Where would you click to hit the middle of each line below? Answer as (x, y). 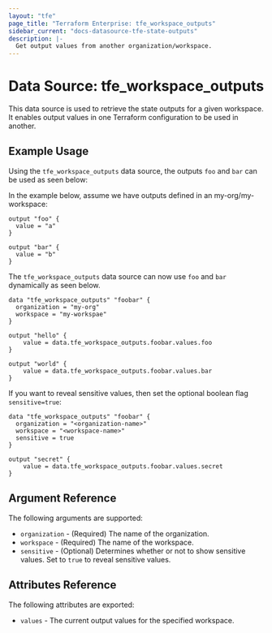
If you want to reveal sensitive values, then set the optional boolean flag (129, 393)
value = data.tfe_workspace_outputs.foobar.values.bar (118, 371)
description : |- (36, 39)
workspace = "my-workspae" (61, 314)
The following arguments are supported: (76, 518)
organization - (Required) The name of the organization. (114, 533)
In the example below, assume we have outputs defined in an (110, 195)
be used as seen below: (48, 179)
